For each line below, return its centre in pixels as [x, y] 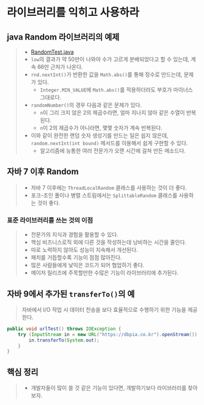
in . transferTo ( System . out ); [64, 340]
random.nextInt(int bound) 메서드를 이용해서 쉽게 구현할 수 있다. [109, 143]
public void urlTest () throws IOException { [64, 329]
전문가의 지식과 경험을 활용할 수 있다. [75, 235]
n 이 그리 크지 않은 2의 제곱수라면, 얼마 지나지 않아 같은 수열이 [112, 113]
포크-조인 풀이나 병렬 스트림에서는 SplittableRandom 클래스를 [104, 195]
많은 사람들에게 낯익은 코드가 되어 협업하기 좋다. [87, 265]
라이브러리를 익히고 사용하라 [73, 13]
